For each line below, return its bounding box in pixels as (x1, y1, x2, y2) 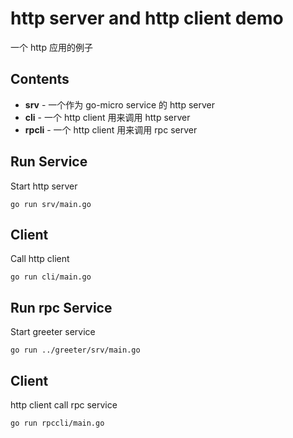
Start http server (10, 180, 78, 192)
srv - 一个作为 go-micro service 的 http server (24, 98, 215, 111)
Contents (10, 71, 70, 88)
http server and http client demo (10, 7, 284, 30)
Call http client (10, 253, 70, 265)
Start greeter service (10, 326, 96, 338)
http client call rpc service (10, 399, 118, 411)
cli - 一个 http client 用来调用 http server (24, 111, 191, 123)
